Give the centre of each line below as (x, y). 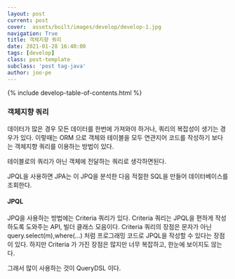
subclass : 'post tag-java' (47, 66)
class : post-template (39, 60)
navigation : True (33, 33)
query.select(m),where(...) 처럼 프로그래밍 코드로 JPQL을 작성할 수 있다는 (110, 235)
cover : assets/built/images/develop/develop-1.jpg (84, 27)
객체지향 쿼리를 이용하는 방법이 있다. (64, 146)
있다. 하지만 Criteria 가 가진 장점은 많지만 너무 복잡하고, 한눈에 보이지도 (112, 244)
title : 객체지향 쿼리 (34, 40)
